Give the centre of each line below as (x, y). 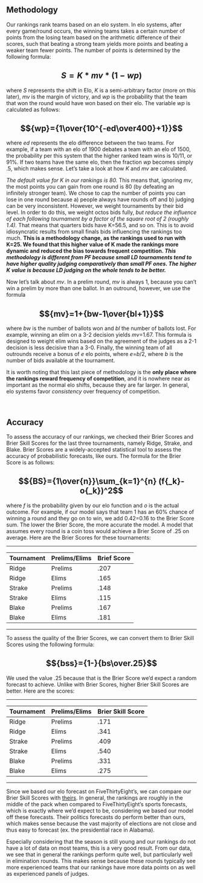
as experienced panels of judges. (48, 873)
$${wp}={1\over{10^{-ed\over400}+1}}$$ (101, 128)
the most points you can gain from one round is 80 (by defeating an (90, 187)
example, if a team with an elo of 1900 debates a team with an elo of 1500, (99, 149)
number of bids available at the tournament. (61, 361)
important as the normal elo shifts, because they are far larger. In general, (98, 385)
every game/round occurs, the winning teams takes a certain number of (96, 31)
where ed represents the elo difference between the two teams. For (90, 143)
